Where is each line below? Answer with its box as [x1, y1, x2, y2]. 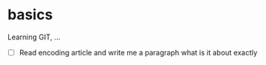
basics [7, 6, 53, 24]
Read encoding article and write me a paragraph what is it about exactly [18, 47, 258, 57]
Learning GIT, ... [7, 32, 61, 42]
